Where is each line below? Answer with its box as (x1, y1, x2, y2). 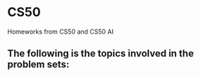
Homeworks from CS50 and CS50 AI (7, 27, 114, 36)
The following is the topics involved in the (7, 48, 194, 59)
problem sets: (7, 59, 70, 71)
